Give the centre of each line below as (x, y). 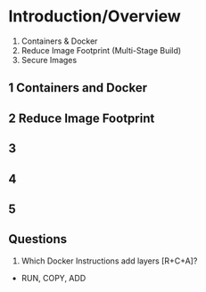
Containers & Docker (59, 41)
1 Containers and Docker (78, 88)
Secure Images (49, 60)
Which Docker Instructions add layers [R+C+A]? (109, 261)
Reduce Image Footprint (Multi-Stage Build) (101, 50)
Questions (38, 239)
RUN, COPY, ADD (54, 278)
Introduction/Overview (95, 16)
